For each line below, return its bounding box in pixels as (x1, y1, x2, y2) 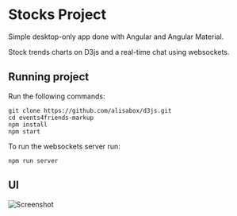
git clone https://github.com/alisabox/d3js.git (8, 106, 172, 114)
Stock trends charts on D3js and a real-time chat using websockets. (8, 47, 230, 56)
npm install (8, 121, 48, 129)
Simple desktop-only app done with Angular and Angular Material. (8, 32, 224, 41)
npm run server (8, 156, 59, 164)
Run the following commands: (8, 91, 105, 101)
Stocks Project (8, 6, 107, 24)
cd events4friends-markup (8, 114, 94, 121)
